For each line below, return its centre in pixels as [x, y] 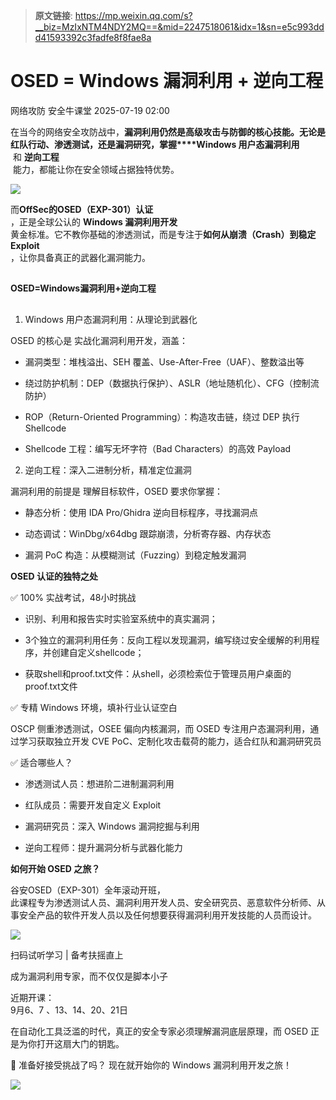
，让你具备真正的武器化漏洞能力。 [80, 257]
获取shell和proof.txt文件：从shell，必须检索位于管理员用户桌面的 [158, 673]
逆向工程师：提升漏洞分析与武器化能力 [103, 847]
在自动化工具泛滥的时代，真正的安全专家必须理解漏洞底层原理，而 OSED [159, 1031]
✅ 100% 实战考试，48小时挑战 [73, 597]
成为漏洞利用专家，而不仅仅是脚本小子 [89, 976]
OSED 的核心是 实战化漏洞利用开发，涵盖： [99, 340]
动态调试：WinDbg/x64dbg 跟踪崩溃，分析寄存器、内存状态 [148, 533]
